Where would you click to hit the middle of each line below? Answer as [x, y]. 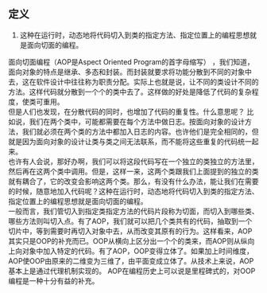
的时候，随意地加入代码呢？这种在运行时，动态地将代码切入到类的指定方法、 [133, 191]
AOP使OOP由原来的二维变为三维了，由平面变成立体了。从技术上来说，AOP [131, 260]
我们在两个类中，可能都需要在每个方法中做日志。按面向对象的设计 [137, 121]
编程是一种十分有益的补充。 [54, 280]
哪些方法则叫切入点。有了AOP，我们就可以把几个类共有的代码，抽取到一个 [130, 221]
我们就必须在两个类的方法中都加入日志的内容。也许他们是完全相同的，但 [140, 131]
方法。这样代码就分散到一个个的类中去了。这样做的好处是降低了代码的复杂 [130, 92]
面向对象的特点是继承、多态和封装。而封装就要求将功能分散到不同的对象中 [130, 72]
